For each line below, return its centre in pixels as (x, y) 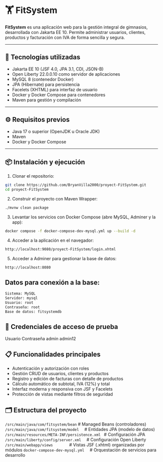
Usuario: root (19, 303)
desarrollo (15, 455)
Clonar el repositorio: (33, 176)
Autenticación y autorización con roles (50, 368)
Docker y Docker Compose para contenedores (59, 95)
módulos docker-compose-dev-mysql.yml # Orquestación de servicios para (81, 450)
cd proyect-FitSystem (27, 190)
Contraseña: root (23, 307)
